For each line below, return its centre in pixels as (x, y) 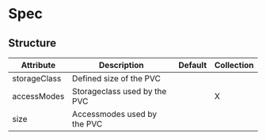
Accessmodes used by (114, 114)
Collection (234, 65)
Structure (32, 43)
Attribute (38, 65)
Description (121, 65)
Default (192, 65)
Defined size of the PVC (116, 78)
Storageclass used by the (120, 91)
